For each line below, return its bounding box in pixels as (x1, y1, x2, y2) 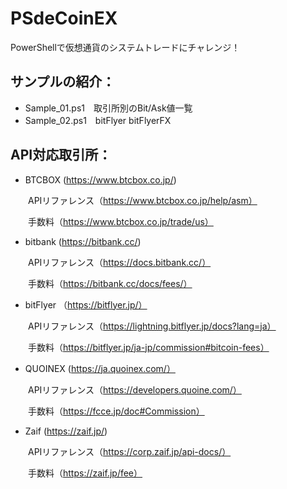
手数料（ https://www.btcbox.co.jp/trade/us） (27, 215, 214, 227)
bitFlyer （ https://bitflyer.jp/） (24, 298, 148, 311)
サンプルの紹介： (10, 73, 116, 91)
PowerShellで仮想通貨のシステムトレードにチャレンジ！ (10, 41, 241, 53)
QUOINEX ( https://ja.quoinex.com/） (24, 362, 176, 374)
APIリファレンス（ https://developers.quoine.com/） (27, 383, 242, 396)
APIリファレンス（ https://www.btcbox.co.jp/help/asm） (27, 194, 258, 206)
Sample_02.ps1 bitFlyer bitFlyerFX (24, 114, 172, 126)
